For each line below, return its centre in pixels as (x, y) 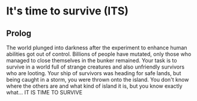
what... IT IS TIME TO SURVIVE (44, 92)
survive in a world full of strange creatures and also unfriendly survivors (95, 67)
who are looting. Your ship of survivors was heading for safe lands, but (94, 73)
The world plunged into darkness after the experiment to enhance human (97, 47)
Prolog (19, 33)
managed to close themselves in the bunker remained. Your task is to (92, 60)
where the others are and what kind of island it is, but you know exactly (94, 86)
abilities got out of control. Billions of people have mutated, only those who (99, 54)
